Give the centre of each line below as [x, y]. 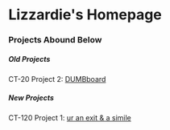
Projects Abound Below [55, 40]
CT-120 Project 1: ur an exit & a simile [70, 118]
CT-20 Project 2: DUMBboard [57, 79]
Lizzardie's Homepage [85, 15]
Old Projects [29, 59]
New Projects [31, 97]
